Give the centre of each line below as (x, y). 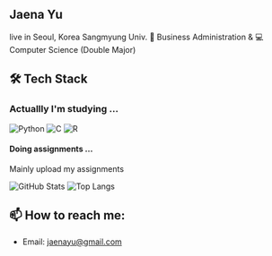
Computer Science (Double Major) (73, 49)
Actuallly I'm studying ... (64, 109)
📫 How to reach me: (67, 215)
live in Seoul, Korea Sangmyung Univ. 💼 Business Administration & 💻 (136, 37)
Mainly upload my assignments (66, 168)
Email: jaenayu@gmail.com (72, 242)
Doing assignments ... (51, 149)
